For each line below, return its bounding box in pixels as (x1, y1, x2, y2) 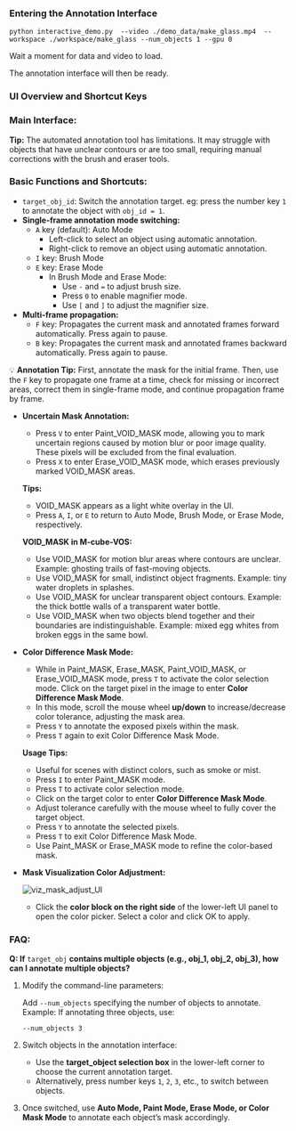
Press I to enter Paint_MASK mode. (35, 774, 166, 785)
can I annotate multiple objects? (9, 963, 131, 973)
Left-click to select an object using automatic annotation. (48, 233, 258, 244)
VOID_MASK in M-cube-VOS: (21, 536, 132, 547)
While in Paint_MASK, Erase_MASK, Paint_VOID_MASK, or (35, 663, 247, 674)
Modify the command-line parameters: (21, 980, 164, 991)
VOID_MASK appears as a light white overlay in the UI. (35, 500, 234, 510)
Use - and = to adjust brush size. (61, 281, 181, 291)
